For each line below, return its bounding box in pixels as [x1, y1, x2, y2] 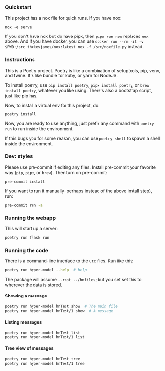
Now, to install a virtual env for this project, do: [5, 102, 99, 108]
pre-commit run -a [5, 203, 43, 208]
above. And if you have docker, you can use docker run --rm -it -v [5, 38, 144, 44]
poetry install [5, 111, 36, 117]
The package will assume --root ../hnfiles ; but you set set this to [5, 276, 142, 282]
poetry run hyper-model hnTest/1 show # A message [5, 308, 113, 313]
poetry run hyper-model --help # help [5, 267, 87, 272]
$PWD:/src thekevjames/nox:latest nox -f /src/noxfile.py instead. [5, 44, 144, 50]
